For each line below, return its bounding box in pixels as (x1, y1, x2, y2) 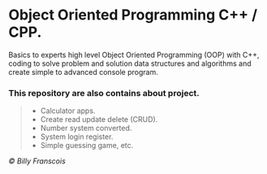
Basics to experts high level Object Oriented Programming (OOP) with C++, (8, 50, 260, 59)
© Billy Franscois (8, 156, 67, 166)
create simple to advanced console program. (8, 67, 158, 76)
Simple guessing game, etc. (40, 141, 134, 150)
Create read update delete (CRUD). (40, 115, 158, 124)
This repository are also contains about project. (8, 87, 200, 98)
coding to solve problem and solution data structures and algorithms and (8, 59, 252, 68)
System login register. (40, 132, 114, 141)
